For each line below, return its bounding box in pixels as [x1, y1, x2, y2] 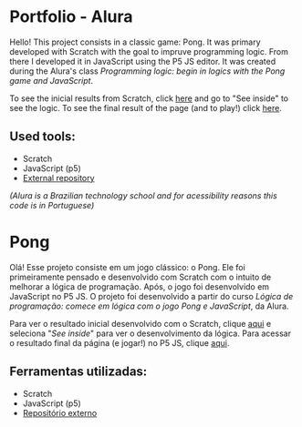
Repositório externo [22, 407, 98, 418]
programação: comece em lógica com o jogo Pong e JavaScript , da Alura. [9, 300, 289, 311]
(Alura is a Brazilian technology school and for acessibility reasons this [9, 189, 278, 201]
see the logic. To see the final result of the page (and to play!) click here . [9, 102, 283, 113]
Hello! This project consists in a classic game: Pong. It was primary [9, 36, 262, 47]
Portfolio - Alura [9, 6, 134, 27]
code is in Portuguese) [9, 199, 95, 210]
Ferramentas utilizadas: [9, 364, 148, 380]
